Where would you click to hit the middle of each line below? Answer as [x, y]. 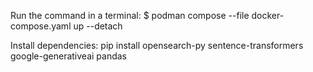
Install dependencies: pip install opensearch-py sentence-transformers [157, 45]
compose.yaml [41, 26]
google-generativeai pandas [68, 56]
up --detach [98, 26]
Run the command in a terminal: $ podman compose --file [130, 15]
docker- [268, 15]
